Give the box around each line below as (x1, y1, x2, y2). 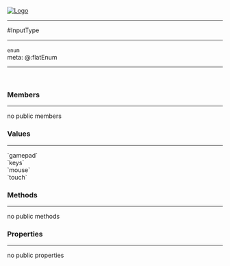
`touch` (7, 173, 27, 181)
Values (7, 129, 31, 138)
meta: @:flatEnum (7, 53, 57, 61)
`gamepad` (7, 151, 38, 159)
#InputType (7, 26, 40, 34)
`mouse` (7, 165, 31, 174)
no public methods (7, 212, 60, 220)
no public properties (7, 251, 64, 260)
